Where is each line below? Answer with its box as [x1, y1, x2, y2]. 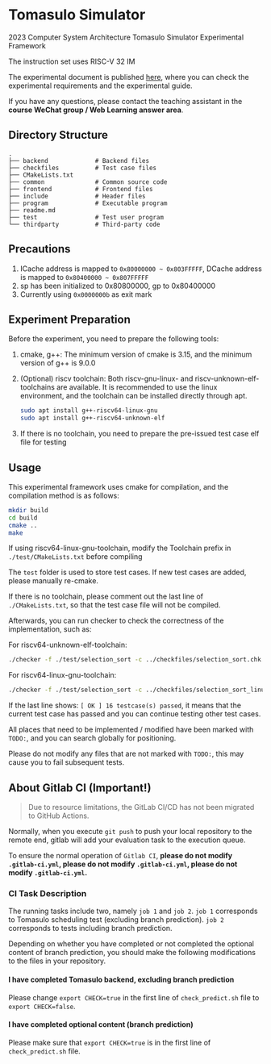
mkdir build [8, 506, 48, 514]
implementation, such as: [8, 624, 92, 634]
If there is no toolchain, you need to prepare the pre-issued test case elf [19, 429, 260, 439]
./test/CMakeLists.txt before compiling [8, 552, 143, 561]
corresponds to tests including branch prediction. [8, 924, 173, 933]
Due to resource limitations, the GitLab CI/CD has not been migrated [27, 803, 255, 812]
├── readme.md [8, 206, 56, 215]
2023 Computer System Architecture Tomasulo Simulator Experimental [8, 32, 244, 42]
